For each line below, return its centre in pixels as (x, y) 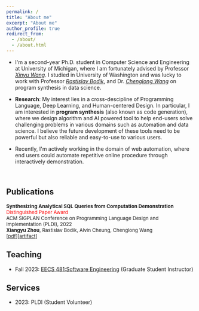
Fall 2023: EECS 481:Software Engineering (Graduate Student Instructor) (104, 269)
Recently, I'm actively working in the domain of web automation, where (102, 149)
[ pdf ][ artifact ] (22, 236)
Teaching (24, 255)
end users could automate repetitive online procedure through (91, 155)
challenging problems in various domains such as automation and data (102, 124)
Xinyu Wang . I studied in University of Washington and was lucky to (98, 75)
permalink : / (22, 12)
